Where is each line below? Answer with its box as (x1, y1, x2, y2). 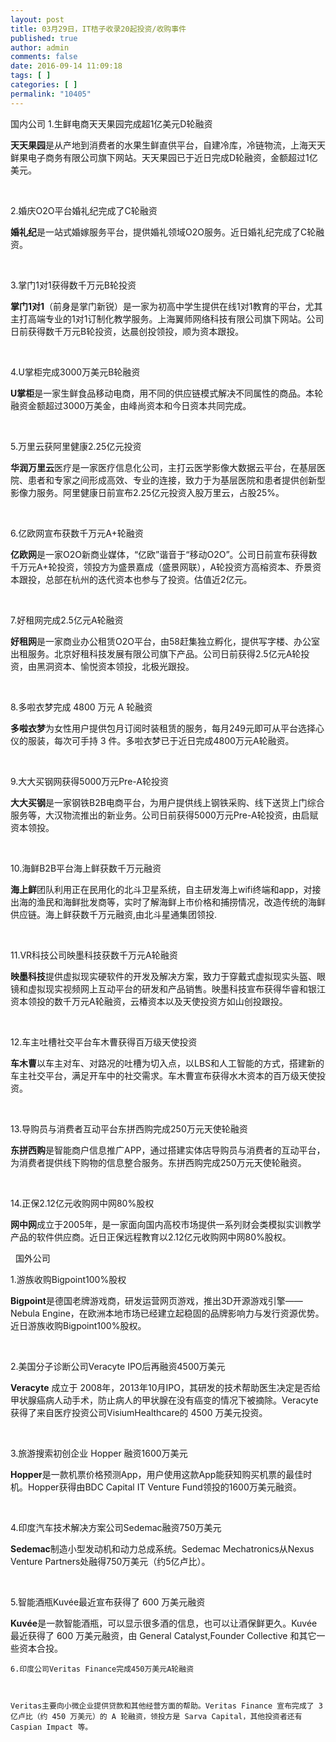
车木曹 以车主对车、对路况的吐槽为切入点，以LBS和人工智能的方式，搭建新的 (10, 1057, 325, 1069)
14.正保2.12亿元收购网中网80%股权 (10, 1197, 155, 1209)
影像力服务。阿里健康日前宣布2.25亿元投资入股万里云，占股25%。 (10, 486, 285, 498)
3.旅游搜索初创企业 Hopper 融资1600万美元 (10, 1447, 188, 1459)
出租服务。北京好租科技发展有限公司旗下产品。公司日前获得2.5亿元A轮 (10, 647, 302, 660)
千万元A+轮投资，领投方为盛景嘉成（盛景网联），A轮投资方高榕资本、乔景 (10, 561, 313, 573)
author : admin (10, 42, 70, 53)
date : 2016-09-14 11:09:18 (10, 61, 123, 71)
